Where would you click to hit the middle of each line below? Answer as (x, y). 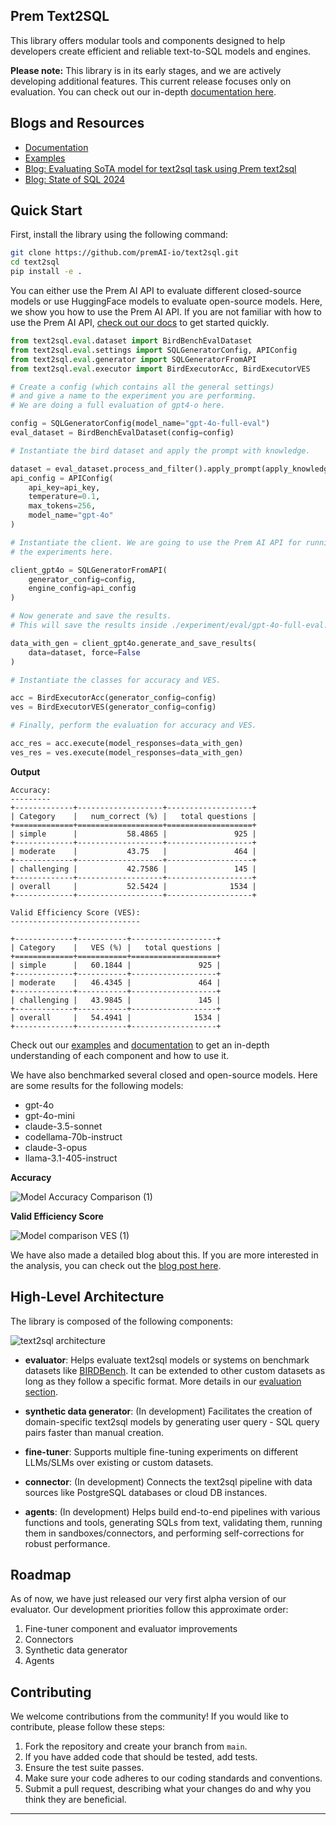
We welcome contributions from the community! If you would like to (149, 1716)
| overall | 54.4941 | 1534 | (116, 1017)
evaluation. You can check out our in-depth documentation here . (143, 91)
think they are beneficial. (75, 1800)
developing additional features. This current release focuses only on (151, 81)
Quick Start (46, 210)
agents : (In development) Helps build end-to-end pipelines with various (172, 1511)
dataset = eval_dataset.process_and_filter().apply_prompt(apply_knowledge (171, 469)
